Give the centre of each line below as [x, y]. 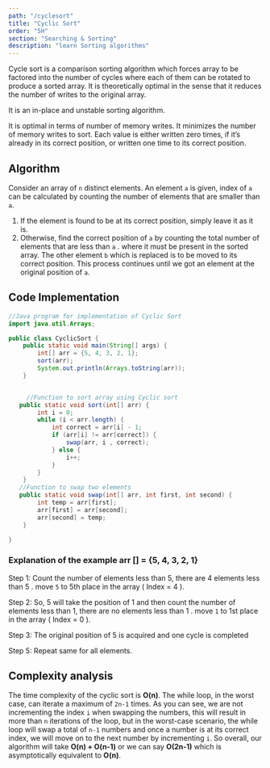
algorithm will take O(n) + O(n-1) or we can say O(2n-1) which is [115, 747]
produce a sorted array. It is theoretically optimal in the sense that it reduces [135, 86]
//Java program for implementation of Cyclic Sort [95, 316]
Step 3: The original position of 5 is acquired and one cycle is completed [129, 635]
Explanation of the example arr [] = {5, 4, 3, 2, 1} [104, 560]
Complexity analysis [61, 676]
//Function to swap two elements [75, 488]
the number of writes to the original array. [77, 94]
